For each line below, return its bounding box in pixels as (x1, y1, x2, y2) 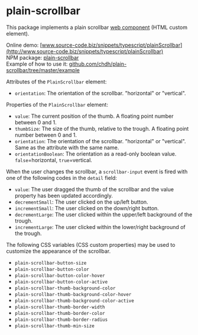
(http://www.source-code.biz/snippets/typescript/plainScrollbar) (6, 47, 164, 54)
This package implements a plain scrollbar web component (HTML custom (6, 24, 188, 31)
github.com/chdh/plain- (69, 60, 127, 67)
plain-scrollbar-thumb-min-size (14, 323, 95, 329)
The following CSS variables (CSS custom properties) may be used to (6, 241, 176, 248)
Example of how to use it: (6, 60, 68, 67)
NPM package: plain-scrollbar (6, 54, 79, 61)
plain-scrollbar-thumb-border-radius (14, 317, 108, 323)
